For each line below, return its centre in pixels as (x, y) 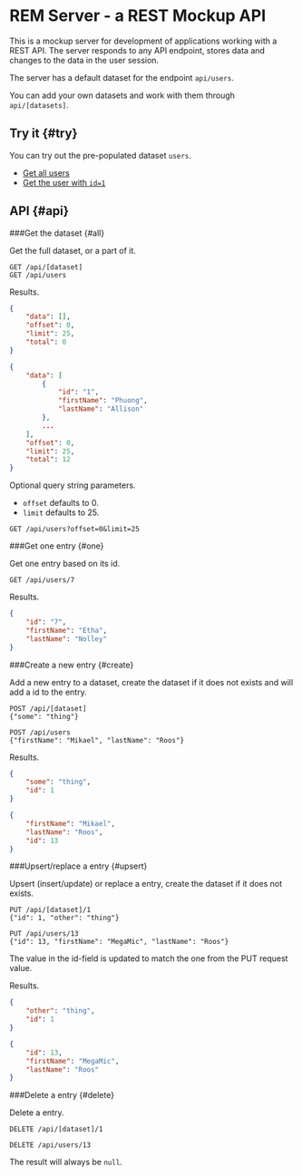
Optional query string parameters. (73, 485)
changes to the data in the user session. (84, 60)
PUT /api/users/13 (44, 934)
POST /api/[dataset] (49, 708)
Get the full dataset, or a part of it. (73, 250)
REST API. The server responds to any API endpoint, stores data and (137, 50)
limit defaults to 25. (61, 512)
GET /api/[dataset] (46, 267)
